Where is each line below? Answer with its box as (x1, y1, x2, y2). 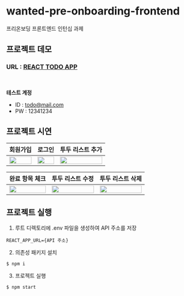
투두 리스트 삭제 (99, 175, 143, 183)
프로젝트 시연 (6, 127, 52, 137)
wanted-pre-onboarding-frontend (6, 4, 180, 18)
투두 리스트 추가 (60, 146, 102, 154)
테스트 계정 (6, 89, 32, 96)
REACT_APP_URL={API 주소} (6, 238, 69, 244)
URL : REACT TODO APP (6, 63, 78, 71)
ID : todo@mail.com (14, 101, 64, 108)
